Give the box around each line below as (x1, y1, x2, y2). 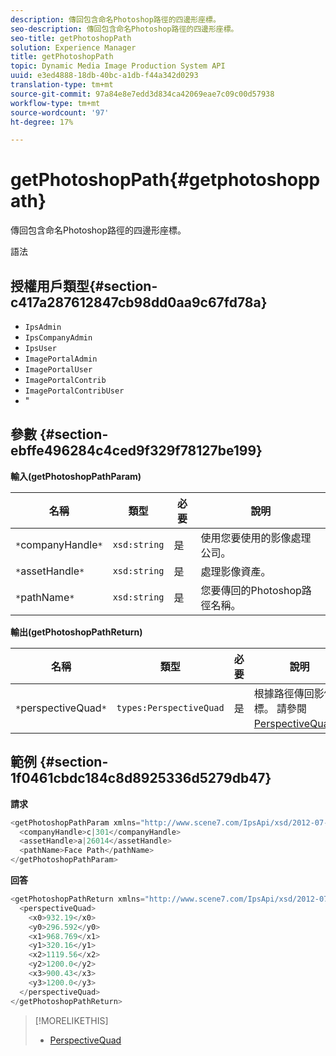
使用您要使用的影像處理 (200, 531, 312, 545)
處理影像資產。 (200, 564, 272, 578)
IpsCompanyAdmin (24, 333, 93, 343)
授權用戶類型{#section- (10, 277, 158, 295)
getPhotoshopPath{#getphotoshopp (10, 169, 321, 191)
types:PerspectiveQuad (116, 702, 225, 713)
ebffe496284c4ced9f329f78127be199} (10, 442, 263, 460)
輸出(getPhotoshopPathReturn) (10, 626, 143, 638)
